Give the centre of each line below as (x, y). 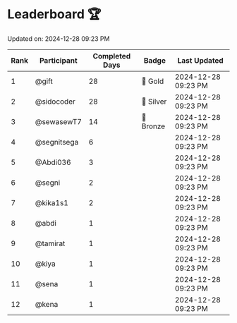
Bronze (153, 126)
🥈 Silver (154, 102)
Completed (112, 56)
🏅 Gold (153, 81)
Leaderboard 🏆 (54, 14)
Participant (58, 60)
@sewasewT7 (59, 121)
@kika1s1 (52, 202)
